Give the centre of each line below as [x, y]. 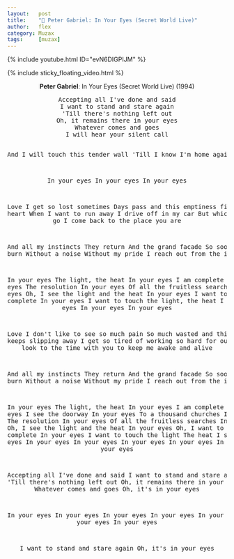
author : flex [29, 26]
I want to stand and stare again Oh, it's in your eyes [117, 549]
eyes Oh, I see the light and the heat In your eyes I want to [117, 294]
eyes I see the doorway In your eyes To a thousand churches [114, 414]
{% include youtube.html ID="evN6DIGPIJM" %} [77, 59]
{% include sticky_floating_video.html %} [65, 73]
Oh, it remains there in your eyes [117, 121]
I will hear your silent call [117, 135]
